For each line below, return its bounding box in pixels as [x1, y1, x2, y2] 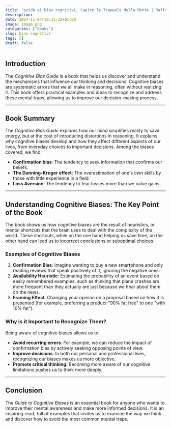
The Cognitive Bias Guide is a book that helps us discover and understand [5, 73, 161, 79]
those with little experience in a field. [12, 175, 90, 181]
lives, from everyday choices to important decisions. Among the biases [5, 144, 154, 150]
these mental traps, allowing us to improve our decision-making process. [5, 95, 158, 101]
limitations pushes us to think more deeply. [12, 366, 103, 373]
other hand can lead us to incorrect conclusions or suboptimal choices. [5, 238, 155, 244]
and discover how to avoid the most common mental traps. [5, 416, 129, 422]
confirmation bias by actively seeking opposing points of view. [12, 345, 144, 351]
